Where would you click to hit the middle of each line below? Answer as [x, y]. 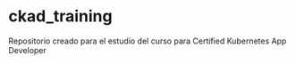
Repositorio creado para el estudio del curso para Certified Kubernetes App [148, 41]
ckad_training [60, 16]
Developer [27, 50]
